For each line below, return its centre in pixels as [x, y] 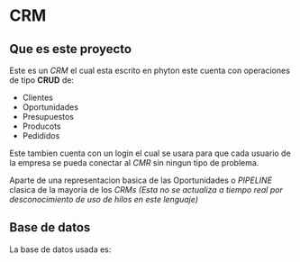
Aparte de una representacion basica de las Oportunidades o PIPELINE [141, 180]
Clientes [38, 97]
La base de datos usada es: [60, 249]
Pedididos [41, 136]
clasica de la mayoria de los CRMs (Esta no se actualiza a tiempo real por [146, 190]
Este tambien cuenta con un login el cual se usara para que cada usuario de [150, 153]
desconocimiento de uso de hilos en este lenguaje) [104, 199]
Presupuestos [48, 117]
